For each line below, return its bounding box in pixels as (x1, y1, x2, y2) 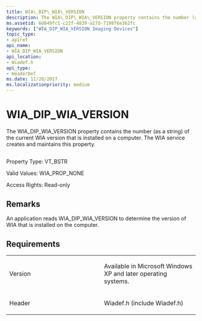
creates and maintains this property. (6, 140, 96, 148)
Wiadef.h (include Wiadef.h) (104, 299, 183, 307)
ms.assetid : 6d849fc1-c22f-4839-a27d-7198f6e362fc (6, 20, 136, 26)
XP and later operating (104, 269, 167, 278)
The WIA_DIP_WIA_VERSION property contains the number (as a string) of (6, 127, 190, 135)
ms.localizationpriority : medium (6, 82, 90, 88)
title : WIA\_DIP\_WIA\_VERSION (6, 8, 85, 15)
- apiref (6, 37, 28, 43)
